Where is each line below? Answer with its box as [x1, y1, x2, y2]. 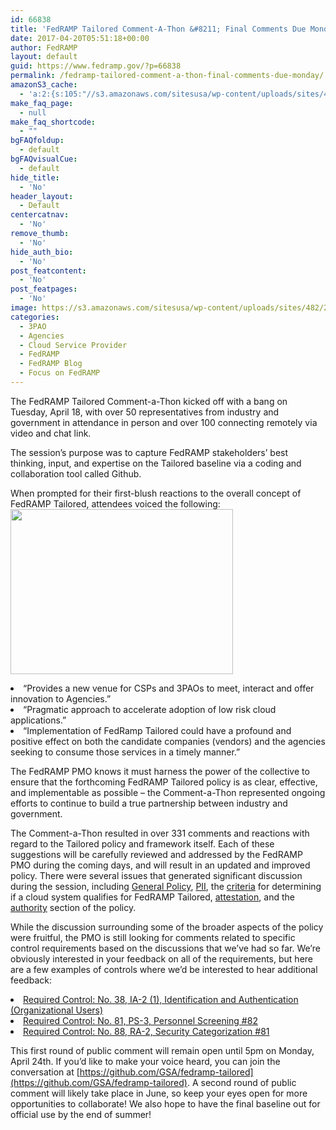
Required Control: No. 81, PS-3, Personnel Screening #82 [23, 1014, 258, 1026]
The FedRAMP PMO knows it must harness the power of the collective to [10, 765, 310, 777]
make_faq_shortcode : [10, 117, 97, 127]
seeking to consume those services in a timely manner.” [10, 746, 241, 758]
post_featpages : [10, 284, 78, 295]
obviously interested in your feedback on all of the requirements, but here [10, 952, 313, 965]
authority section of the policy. [10, 901, 137, 913]
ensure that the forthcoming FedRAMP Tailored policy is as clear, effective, [10, 776, 318, 788]
